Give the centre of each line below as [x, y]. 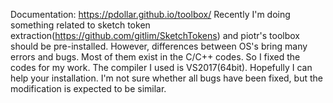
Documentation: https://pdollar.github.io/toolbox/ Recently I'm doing [150, 14]
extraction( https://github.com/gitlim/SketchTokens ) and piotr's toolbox [155, 35]
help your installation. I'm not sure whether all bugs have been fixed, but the [166, 78]
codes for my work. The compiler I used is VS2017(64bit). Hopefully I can [161, 67]
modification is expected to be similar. [88, 88]
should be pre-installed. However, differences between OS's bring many [159, 46]
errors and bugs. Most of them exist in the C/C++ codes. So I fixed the [155, 57]
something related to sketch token [80, 25]
